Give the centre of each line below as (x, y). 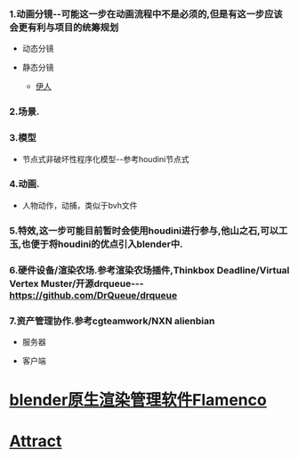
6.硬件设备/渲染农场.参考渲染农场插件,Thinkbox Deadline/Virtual (149, 270)
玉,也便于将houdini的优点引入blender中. (97, 244)
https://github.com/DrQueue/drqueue (93, 295)
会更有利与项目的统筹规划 (64, 27)
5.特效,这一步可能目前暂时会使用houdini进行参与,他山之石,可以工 (149, 231)
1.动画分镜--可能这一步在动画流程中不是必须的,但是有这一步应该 (146, 13)
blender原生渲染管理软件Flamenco (138, 401)
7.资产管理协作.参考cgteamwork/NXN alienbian (112, 321)
